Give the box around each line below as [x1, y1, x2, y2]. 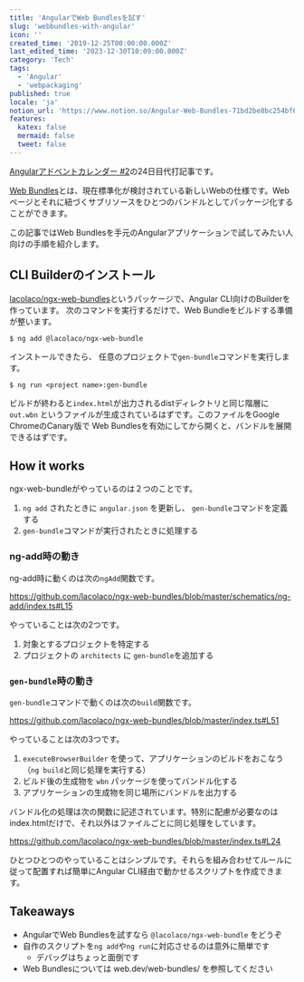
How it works [9, 458, 85, 473]
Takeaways [9, 904, 75, 919]
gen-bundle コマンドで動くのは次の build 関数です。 [9, 696, 196, 707]
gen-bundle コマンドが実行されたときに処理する [22, 525, 199, 536]
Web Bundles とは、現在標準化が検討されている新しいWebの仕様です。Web [9, 185, 290, 196]
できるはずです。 [9, 432, 72, 442]
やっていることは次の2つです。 [9, 618, 125, 630]
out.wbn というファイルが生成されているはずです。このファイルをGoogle [9, 409, 280, 420]
